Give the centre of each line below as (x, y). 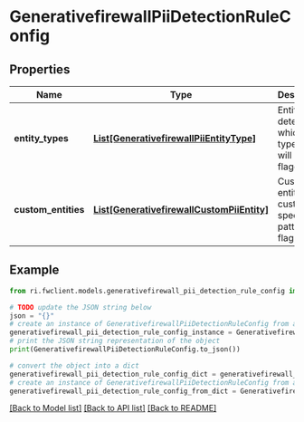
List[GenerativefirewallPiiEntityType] (175, 138)
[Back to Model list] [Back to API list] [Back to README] (113, 408)
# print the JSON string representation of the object (115, 341)
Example (34, 270)
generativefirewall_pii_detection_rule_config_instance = (121, 332)
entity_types (42, 138)
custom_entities (49, 210)
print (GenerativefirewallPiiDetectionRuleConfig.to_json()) (125, 350)
